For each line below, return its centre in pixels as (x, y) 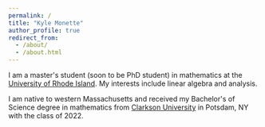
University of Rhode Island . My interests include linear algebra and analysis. (133, 83)
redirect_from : (34, 38)
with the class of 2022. (46, 115)
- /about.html (39, 52)
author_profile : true (44, 30)
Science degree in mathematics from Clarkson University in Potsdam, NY (129, 107)
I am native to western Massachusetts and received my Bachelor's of (122, 99)
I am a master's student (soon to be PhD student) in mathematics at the (125, 75)
